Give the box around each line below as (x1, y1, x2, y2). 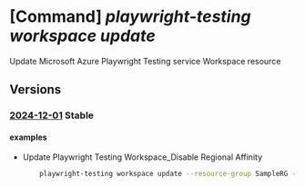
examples (9, 132, 47, 143)
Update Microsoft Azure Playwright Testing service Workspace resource (9, 55, 281, 66)
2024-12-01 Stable (9, 109, 94, 122)
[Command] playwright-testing (9, 6, 252, 27)
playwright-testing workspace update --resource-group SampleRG (39, 170, 289, 179)
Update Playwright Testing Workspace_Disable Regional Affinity (22, 152, 263, 162)
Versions (9, 82, 62, 97)
